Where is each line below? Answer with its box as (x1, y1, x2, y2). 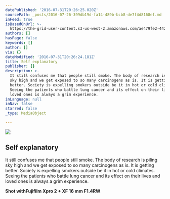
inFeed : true (5, 17, 33, 22)
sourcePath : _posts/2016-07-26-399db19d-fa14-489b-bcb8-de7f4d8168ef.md (5, 12, 162, 17)
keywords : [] (5, 40, 33, 45)
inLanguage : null (5, 96, 42, 102)
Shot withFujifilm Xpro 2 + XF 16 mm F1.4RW (5, 188, 101, 194)
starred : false (5, 106, 37, 111)
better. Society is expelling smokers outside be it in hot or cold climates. (5, 167, 155, 173)
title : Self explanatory (5, 59, 58, 64)
